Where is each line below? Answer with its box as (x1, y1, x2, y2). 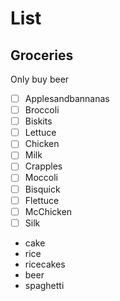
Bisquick (24, 183, 61, 195)
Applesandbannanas (24, 93, 110, 104)
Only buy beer (10, 73, 70, 85)
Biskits (24, 115, 53, 127)
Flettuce (24, 194, 60, 206)
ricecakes (24, 258, 66, 270)
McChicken (24, 205, 73, 217)
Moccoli (24, 172, 58, 184)
